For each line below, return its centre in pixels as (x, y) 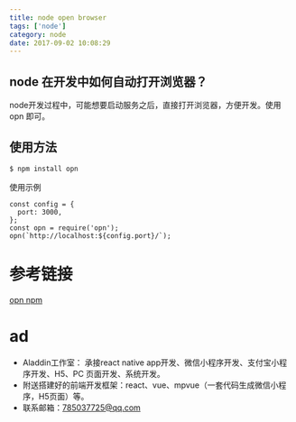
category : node (38, 34)
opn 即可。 (30, 116)
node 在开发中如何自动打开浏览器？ (108, 82)
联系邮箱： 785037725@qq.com (82, 408)
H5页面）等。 (64, 396)
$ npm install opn (44, 169)
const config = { (42, 204)
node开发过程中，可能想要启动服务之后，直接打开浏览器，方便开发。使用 (145, 105)
